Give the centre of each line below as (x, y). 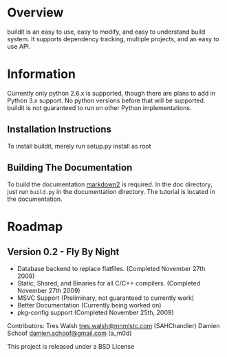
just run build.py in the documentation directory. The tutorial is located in (111, 191)
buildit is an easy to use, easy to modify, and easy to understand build (106, 32)
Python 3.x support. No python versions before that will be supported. (106, 100)
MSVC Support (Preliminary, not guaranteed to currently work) (106, 298)
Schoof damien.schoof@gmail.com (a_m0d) (69, 333)
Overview (35, 13)
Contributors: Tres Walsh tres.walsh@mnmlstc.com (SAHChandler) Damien (113, 325)
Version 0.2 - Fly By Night (63, 252)
